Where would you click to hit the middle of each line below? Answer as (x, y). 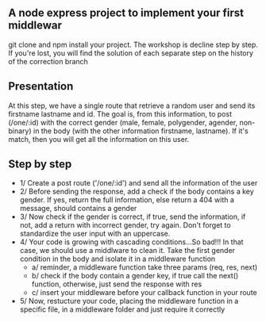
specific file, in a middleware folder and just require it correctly (122, 309)
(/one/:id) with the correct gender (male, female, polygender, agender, (123, 122)
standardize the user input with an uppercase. (95, 234)
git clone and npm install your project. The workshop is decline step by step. (133, 44)
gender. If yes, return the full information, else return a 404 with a (127, 200)
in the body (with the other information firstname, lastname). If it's (141, 131)
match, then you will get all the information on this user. (99, 139)
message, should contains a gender (78, 209)
